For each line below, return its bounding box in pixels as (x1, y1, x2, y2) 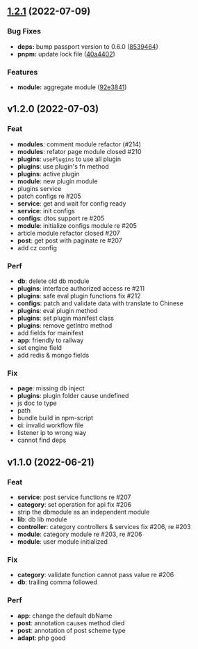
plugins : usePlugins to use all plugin (17, 155, 122, 163)
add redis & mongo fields (17, 351, 90, 359)
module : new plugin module (17, 177, 98, 185)
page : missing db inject (17, 384, 85, 392)
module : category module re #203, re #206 (17, 530, 142, 538)
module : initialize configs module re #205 (17, 221, 137, 229)
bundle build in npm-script (17, 414, 94, 422)
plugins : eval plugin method (17, 306, 98, 314)
